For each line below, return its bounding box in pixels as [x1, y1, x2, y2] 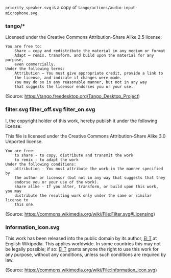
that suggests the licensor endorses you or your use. [14, 84, 134, 89]
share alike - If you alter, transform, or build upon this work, [14, 184, 159, 189]
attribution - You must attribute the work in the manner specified [14, 166, 163, 171]
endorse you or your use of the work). [14, 179, 100, 184]
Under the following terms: [5, 66, 65, 72]
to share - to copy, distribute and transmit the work [14, 153, 134, 158]
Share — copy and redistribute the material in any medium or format [14, 49, 166, 54]
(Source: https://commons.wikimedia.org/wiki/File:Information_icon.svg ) [5, 267, 157, 273]
